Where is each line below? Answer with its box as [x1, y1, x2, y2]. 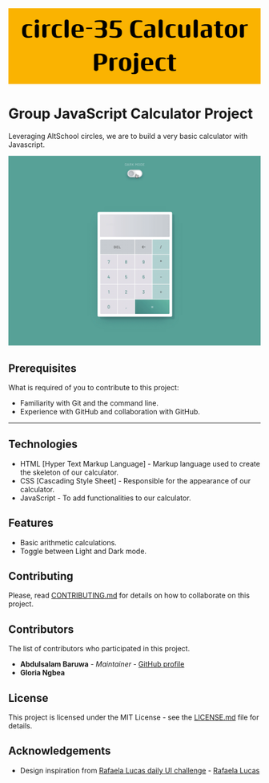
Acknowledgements [8, 744, 111, 758]
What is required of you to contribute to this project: [8, 382, 179, 392]
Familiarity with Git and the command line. [19, 398, 159, 408]
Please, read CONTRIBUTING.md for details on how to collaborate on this [8, 590, 251, 601]
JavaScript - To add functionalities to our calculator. [19, 493, 191, 503]
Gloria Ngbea [19, 668, 66, 678]
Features [8, 516, 54, 530]
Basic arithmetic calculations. [19, 537, 118, 547]
